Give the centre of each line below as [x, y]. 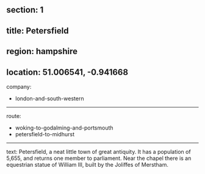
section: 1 [25, 10]
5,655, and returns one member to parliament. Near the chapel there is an [99, 158]
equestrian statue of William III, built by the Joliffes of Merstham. [88, 164]
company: [19, 86]
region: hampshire [42, 51]
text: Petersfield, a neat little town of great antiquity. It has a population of [99, 151]
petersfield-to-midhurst [45, 134]
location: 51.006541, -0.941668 [67, 72]
